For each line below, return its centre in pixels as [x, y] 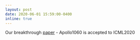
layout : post [19, 10]
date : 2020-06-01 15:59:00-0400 [38, 14]
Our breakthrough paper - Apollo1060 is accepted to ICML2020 [70, 33]
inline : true [19, 19]
